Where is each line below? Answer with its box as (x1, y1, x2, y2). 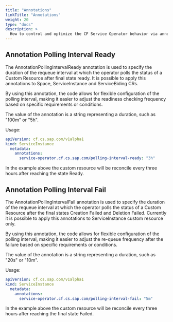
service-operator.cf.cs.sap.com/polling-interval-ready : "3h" (19, 156, 155, 161)
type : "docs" (5, 22, 33, 27)
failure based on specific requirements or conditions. (5, 242, 117, 248)
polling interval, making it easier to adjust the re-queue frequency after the (5, 236, 164, 242)
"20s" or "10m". (5, 257, 39, 263)
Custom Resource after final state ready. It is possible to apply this (5, 75, 146, 81)
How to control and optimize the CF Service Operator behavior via (10, 31, 158, 36)
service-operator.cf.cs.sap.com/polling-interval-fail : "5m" (19, 296, 153, 301)
